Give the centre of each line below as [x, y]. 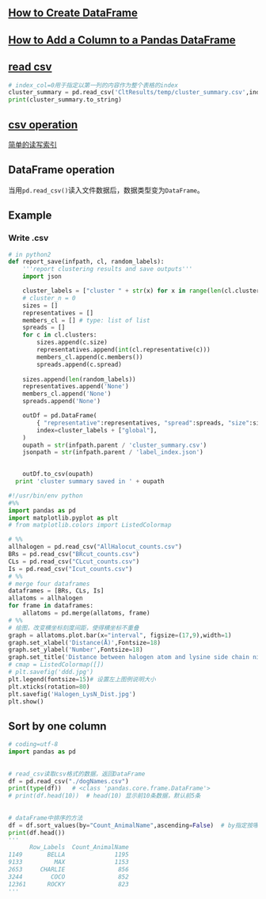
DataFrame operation [61, 170]
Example [30, 216]
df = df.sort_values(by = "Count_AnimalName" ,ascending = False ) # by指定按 [131, 825]
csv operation [43, 125]
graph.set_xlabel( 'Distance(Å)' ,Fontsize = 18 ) [84, 642]
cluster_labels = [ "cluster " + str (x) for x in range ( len [122, 291]
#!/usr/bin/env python [46, 495]
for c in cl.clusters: [60, 335]
